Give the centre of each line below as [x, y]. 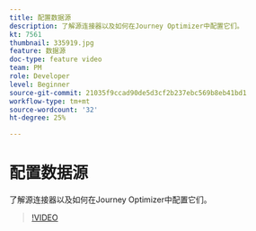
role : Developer [40, 76]
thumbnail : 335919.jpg [52, 43]
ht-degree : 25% [38, 118]
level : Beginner [40, 84]
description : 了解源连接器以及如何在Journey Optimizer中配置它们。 [127, 26]
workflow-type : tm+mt [50, 101]
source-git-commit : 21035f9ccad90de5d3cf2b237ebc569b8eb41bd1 [128, 93]
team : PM [26, 68]
